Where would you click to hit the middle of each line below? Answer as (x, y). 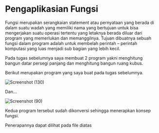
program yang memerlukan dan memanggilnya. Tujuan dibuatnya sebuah (78, 38)
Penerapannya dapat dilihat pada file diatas (48, 125)
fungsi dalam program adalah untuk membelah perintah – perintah (71, 43)
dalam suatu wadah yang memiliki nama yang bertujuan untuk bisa (72, 27)
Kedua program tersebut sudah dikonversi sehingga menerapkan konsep (78, 111)
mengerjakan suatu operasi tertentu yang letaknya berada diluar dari (74, 33)
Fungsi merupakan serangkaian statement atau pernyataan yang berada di (79, 22)
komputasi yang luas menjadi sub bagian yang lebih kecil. (63, 48)
